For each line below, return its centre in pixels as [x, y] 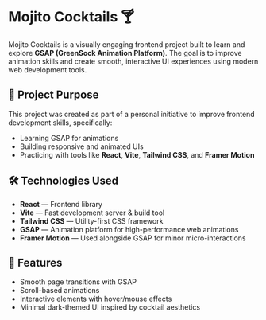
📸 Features [35, 262]
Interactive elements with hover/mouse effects [96, 299]
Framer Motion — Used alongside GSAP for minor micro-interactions [133, 238]
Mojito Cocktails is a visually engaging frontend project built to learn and [127, 44]
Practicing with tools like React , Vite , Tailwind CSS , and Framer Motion [137, 154]
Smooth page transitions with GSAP [78, 282]
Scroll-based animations [60, 291]
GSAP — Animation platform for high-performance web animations [129, 229]
